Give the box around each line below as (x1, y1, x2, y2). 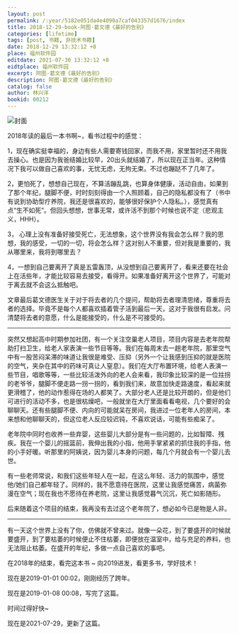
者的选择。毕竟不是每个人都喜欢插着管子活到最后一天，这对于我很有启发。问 (7, 304, 231, 313)
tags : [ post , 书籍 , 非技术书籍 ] (7, 37, 96, 44)
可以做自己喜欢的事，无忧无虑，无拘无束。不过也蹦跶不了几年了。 (25, 165, 218, 172)
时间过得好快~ (7, 604, 50, 612)
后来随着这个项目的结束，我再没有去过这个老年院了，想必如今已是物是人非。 (7, 504, 231, 513)
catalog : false (7, 83, 52, 90)
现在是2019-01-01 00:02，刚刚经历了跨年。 (7, 574, 134, 582)
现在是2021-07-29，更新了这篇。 (7, 619, 104, 628)
